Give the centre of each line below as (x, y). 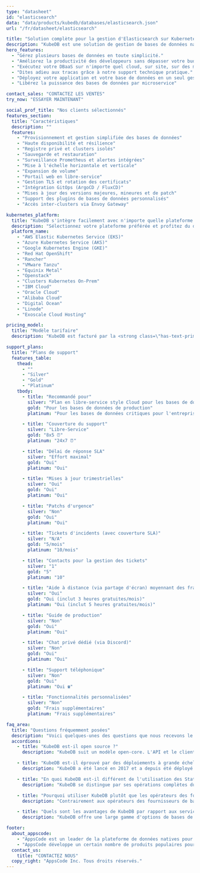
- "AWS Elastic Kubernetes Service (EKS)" (70, 237)
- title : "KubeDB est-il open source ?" (68, 747)
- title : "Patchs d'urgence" (58, 506)
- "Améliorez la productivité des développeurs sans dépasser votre (98, 61)
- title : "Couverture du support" (65, 424)
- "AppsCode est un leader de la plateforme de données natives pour (105, 839)
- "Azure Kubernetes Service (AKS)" (62, 243)
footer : (16, 828)
